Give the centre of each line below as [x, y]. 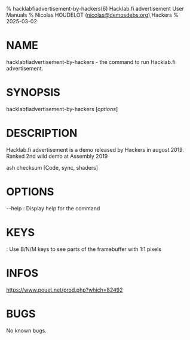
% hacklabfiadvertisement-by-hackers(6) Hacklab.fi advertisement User [95, 9]
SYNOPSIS [33, 93]
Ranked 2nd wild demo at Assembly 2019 [57, 156]
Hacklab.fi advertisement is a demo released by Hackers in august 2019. [95, 149]
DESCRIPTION [42, 133]
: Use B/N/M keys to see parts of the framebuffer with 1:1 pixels [84, 249]
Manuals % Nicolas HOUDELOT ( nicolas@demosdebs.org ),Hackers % [93, 15]
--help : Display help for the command [53, 208]
